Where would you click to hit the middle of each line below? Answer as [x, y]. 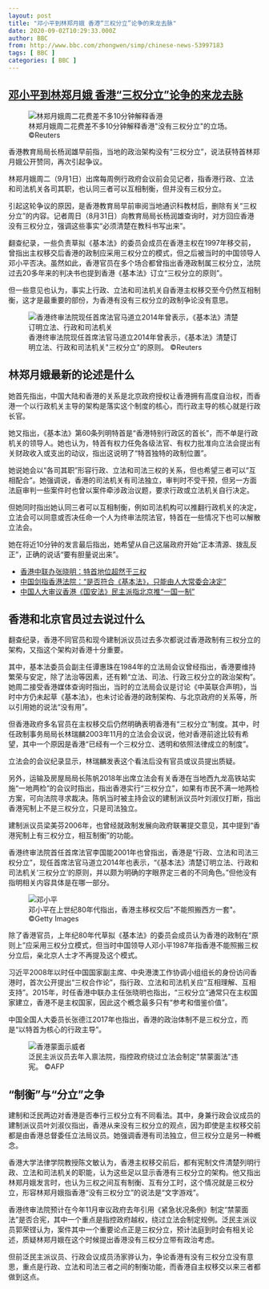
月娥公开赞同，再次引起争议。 [57, 161]
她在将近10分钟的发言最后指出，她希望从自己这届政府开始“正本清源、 [122, 544]
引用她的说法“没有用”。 [53, 707]
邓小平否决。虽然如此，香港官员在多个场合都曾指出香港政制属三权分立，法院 [134, 262]
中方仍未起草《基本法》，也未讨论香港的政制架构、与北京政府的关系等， [132, 697]
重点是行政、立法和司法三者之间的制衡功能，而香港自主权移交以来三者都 [141, 1267]
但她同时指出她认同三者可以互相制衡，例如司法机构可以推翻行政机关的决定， [134, 507]
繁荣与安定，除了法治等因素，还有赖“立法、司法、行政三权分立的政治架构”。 [134, 677]
